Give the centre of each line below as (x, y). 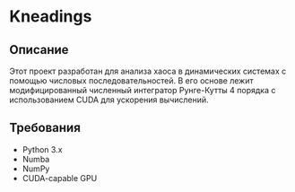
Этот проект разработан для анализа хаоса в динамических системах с (148, 71)
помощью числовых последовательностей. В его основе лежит (131, 81)
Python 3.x (42, 149)
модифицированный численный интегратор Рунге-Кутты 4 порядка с (143, 90)
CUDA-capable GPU (60, 178)
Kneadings (51, 17)
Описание (39, 50)
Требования (45, 128)
